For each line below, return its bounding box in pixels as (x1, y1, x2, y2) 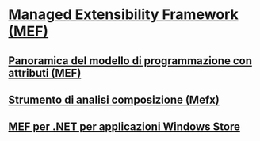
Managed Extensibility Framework (8, 6, 239, 24)
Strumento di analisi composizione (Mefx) (8, 93, 220, 106)
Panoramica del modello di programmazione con (8, 54, 252, 67)
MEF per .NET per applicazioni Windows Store (8, 120, 240, 134)
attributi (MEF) (8, 66, 82, 80)
